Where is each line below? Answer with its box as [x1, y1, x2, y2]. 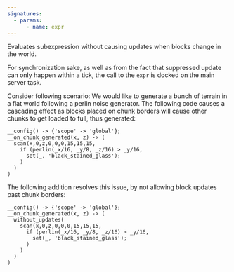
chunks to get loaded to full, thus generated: [7, 114, 136, 123]
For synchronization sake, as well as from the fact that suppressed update [7, 64, 222, 72]
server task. [7, 79, 42, 87]
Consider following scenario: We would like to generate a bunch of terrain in [7, 92, 228, 100]
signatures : [7, 10, 42, 18]
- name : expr [25, 23, 65, 30]
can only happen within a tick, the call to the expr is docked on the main [7, 71, 215, 79]
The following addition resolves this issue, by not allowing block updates [7, 183, 217, 191]
